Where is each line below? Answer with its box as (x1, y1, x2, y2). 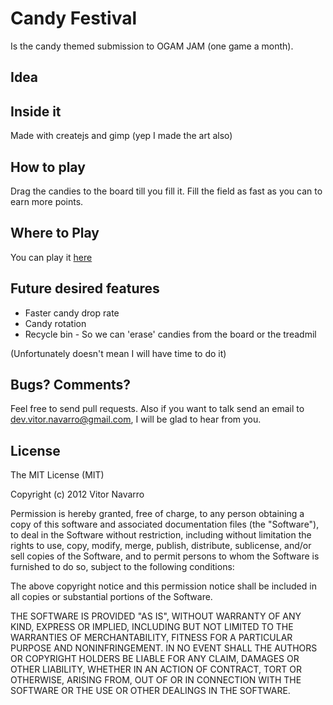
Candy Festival (10, 7, 138, 30)
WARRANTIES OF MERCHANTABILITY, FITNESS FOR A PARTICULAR (10, 632, 293, 644)
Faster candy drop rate (24, 307, 120, 319)
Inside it (10, 103, 62, 120)
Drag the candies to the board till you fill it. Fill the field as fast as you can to (10, 185, 323, 197)
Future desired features (10, 280, 160, 297)
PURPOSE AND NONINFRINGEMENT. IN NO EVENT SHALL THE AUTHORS (10, 642, 318, 654)
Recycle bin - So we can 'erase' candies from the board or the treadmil (24, 328, 317, 340)
